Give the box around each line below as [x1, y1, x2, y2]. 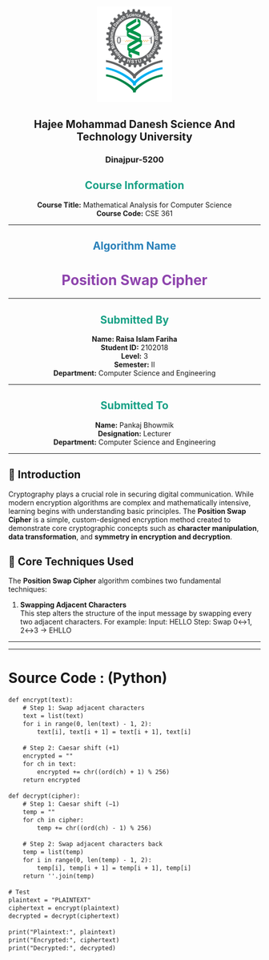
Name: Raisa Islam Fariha [91, 334, 178, 343]
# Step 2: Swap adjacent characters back [22, 840, 163, 849]
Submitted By [99, 313, 170, 327]
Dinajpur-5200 [105, 155, 164, 166]
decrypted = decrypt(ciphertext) [8, 912, 120, 921]
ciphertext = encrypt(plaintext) [8, 904, 120, 913]
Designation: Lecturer [97, 428, 172, 438]
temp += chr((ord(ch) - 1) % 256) [37, 824, 152, 833]
